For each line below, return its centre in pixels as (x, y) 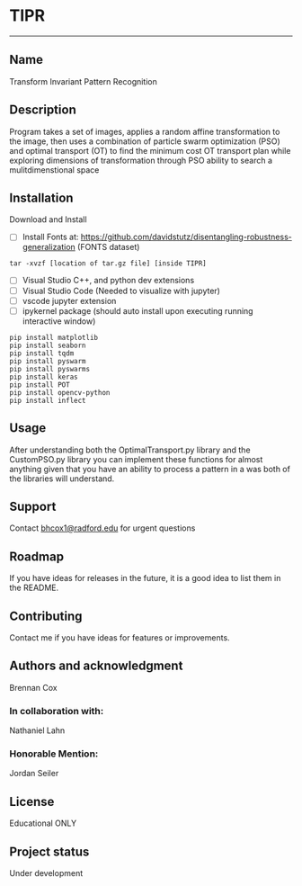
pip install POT (40, 385)
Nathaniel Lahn (37, 730)
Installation (41, 197)
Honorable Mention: (54, 754)
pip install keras (44, 377)
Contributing (46, 616)
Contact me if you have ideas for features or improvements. (120, 637)
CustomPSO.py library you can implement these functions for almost (136, 459)
